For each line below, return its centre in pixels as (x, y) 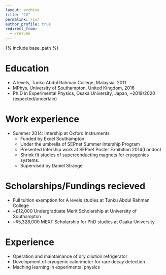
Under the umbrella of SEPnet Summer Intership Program (80, 144)
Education (27, 68)
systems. (30, 160)
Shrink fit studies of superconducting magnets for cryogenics (85, 155)
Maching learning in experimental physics (56, 267)
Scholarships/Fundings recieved (75, 186)
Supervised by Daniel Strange (51, 165)
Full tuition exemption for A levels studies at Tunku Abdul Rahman (81, 200)
